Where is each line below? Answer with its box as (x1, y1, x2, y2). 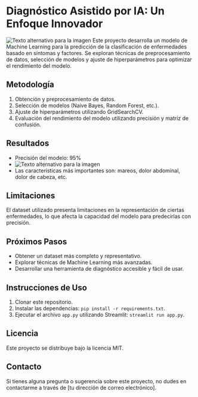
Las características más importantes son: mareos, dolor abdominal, (14, 166, 181, 174)
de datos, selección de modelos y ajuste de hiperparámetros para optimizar (6, 56, 192, 63)
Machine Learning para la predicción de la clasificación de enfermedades (6, 43, 187, 50)
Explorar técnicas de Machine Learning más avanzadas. (14, 259, 153, 266)
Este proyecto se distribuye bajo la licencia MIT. (6, 344, 124, 351)
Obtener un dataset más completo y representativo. (14, 253, 142, 260)
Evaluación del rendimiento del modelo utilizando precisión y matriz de (14, 114, 189, 122)
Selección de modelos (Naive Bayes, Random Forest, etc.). (14, 102, 159, 109)
